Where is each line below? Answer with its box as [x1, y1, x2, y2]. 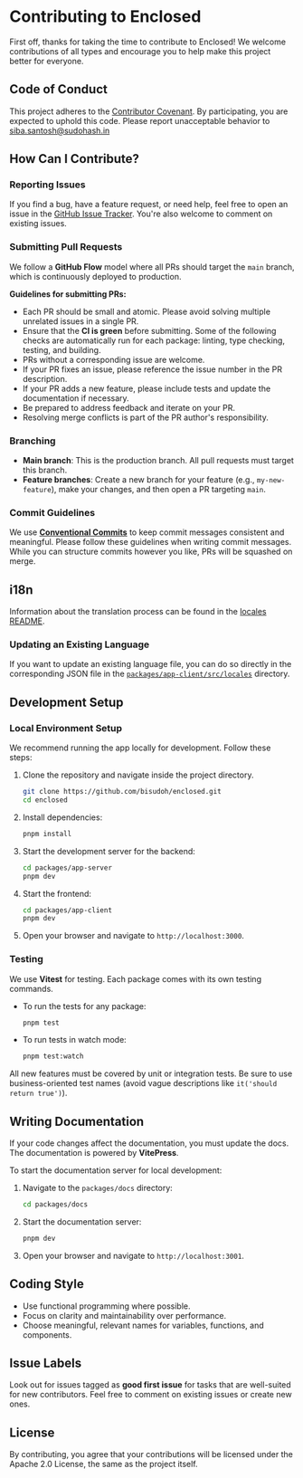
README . [9, 615, 45, 626]
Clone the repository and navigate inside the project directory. [22, 769, 254, 780]
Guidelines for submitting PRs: [9, 288, 127, 300]
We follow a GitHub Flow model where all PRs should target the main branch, [9, 261, 296, 272]
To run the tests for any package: [22, 1000, 147, 1011]
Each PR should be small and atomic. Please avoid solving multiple [22, 306, 271, 317]
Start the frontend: [22, 888, 92, 899]
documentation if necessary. [22, 392, 129, 404]
